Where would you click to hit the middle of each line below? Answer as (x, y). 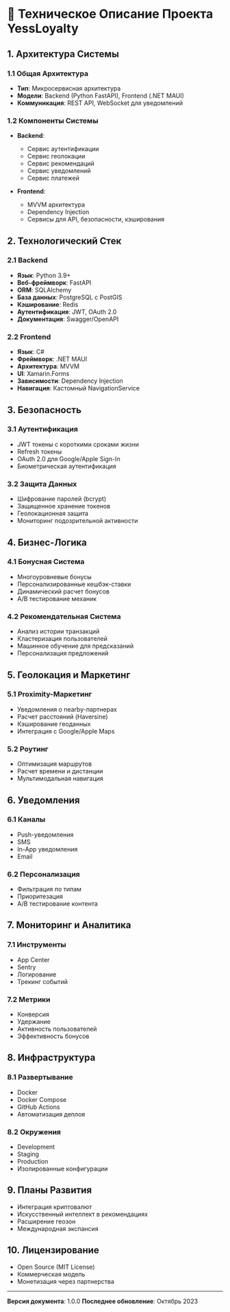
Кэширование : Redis (48, 304)
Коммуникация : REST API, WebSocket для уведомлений (100, 103)
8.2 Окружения (34, 1132)
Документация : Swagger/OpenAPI (68, 319)
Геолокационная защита (53, 513)
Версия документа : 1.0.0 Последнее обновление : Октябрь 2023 (103, 1301)
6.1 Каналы (26, 819)
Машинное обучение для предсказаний (75, 646)
